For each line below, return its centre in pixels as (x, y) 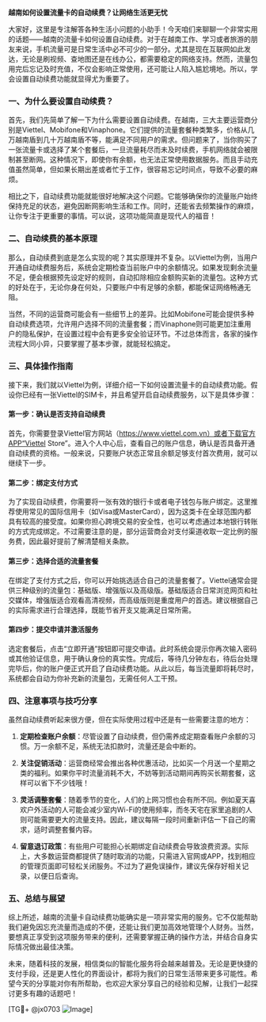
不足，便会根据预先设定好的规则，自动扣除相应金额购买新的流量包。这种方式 (133, 277)
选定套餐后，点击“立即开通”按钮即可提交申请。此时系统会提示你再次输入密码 (133, 648)
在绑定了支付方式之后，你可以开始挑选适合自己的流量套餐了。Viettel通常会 (129, 580)
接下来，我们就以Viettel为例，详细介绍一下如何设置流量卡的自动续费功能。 (129, 384)
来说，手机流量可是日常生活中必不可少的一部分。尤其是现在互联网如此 (129, 49)
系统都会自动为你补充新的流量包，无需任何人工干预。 (95, 678)
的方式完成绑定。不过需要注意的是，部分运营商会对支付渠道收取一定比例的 (129, 532)
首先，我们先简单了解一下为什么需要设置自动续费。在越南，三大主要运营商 (129, 120)
